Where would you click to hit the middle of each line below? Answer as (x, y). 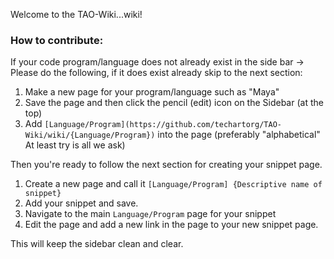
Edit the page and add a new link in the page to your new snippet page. (171, 225)
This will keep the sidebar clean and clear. (97, 244)
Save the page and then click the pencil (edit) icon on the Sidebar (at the (174, 103)
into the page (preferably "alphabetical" (239, 135)
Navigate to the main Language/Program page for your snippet (150, 214)
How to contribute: (57, 40)
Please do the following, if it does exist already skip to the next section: (156, 73)
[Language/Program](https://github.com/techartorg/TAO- (163, 125)
